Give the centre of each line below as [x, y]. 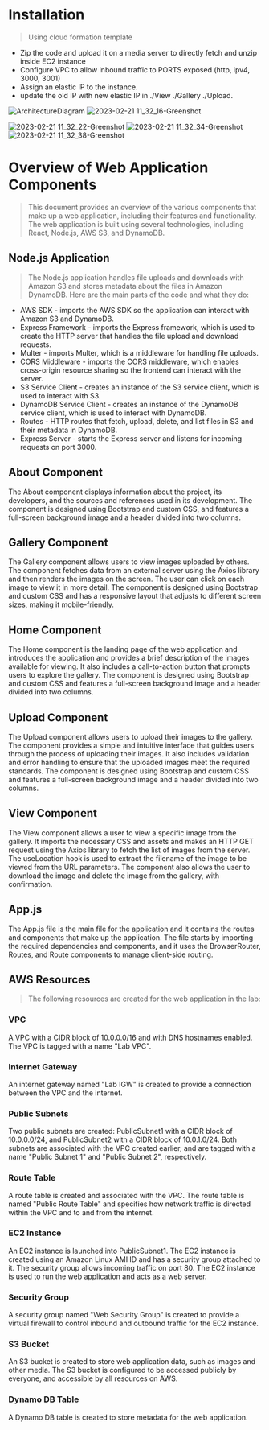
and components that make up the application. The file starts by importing [131, 937]
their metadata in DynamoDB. [69, 430]
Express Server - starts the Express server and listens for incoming [131, 438]
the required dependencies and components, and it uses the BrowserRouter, [134, 946]
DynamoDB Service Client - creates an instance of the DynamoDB [129, 404]
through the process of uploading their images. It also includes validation [129, 753]
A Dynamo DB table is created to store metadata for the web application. [128, 1417]
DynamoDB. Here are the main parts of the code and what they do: [138, 295]
